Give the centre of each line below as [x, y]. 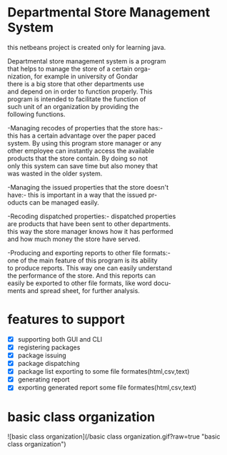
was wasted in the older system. [55, 173]
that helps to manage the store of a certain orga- [79, 68]
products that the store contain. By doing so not [78, 158]
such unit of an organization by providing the [73, 106]
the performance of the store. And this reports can [81, 275]
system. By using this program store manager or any [85, 143]
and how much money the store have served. [74, 239]
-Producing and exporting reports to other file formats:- [89, 252]
